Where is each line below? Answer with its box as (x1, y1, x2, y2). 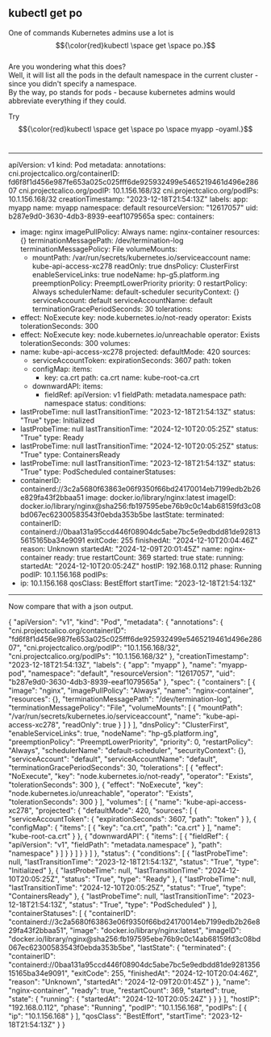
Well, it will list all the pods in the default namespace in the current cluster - (8, 70, 259, 80)
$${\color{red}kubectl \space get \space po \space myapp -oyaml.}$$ (18, 124, 253, 134)
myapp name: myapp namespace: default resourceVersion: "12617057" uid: (8, 202, 258, 212)
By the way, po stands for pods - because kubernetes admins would (8, 87, 236, 97)
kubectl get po (8, 6, 83, 20)
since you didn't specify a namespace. (8, 78, 137, 88)
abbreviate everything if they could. (8, 96, 127, 106)
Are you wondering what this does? (8, 61, 127, 71)
